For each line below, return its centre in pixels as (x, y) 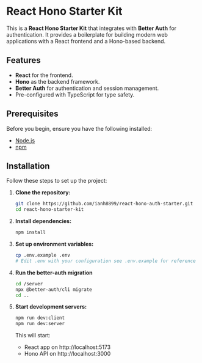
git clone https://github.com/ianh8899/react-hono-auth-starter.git (104, 204)
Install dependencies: (43, 221)
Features (23, 60)
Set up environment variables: (54, 244)
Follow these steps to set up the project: (57, 181)
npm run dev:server (40, 324)
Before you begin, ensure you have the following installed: (79, 128)
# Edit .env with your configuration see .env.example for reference (106, 261)
